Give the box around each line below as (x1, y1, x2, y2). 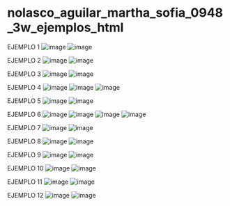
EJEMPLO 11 (7, 177, 43, 186)
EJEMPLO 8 (7, 137, 42, 145)
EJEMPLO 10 (7, 164, 44, 172)
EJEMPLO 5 (7, 96, 41, 105)
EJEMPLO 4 (7, 83, 42, 91)
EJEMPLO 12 (7, 191, 44, 199)
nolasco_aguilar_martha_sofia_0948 (7, 5, 224, 21)
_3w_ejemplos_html (7, 19, 124, 35)
